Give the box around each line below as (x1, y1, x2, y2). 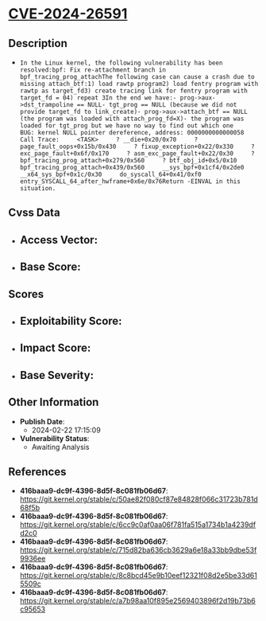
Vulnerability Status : (19, 433, 90, 443)
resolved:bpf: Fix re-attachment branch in (19, 66, 167, 74)
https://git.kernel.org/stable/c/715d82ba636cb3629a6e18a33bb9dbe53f (19, 545, 257, 555)
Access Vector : (19, 232, 98, 247)
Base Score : (19, 260, 81, 274)
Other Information (8, 396, 99, 409)
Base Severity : (19, 368, 94, 382)
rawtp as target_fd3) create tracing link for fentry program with (19, 87, 248, 95)
